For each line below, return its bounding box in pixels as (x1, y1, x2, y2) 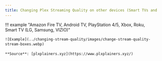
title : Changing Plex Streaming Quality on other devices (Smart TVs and (5, 8, 158, 13)
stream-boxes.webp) (5, 42, 45, 46)
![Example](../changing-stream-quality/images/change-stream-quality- (5, 37, 151, 42)
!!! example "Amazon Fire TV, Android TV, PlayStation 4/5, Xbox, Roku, (5, 22, 146, 28)
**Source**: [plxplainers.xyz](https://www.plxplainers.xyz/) (5, 51, 133, 56)
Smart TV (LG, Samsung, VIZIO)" (5, 27, 70, 32)
